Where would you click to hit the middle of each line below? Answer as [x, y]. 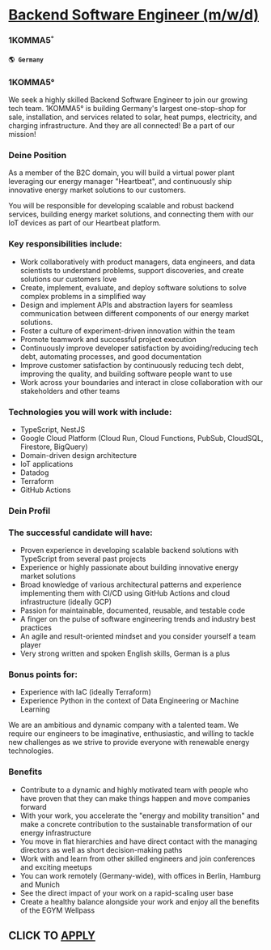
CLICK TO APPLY [52, 936]
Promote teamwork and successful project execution [108, 339]
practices [36, 628]
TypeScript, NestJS [53, 429]
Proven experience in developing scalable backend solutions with [129, 550]
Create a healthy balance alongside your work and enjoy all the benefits [140, 901]
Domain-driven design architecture [78, 455]
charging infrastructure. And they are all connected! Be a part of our [122, 126]
